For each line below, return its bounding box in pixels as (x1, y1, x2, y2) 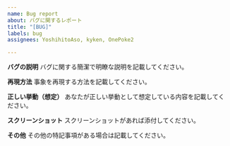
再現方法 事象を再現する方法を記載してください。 (7, 78, 152, 86)
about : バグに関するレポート (7, 17, 83, 24)
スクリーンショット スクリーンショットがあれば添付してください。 (7, 117, 200, 125)
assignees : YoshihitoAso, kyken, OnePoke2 (7, 36, 134, 44)
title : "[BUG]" (7, 23, 52, 30)
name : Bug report (7, 10, 59, 18)
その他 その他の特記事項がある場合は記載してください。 (7, 131, 170, 140)
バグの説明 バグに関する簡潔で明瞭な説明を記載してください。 (7, 62, 188, 71)
